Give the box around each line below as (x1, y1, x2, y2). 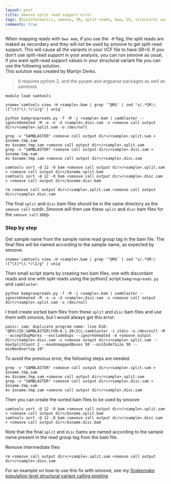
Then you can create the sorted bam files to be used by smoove (5, 396, 140, 402)
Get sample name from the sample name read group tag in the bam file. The (5, 236, 164, 242)
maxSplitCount (5, 342, 36, 347)
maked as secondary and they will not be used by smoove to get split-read (5, 41, 162, 47)
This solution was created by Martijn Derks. (5, 68, 97, 75)
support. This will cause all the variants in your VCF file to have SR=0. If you (5, 46, 164, 53)
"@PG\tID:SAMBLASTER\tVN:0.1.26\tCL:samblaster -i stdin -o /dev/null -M (5, 328, 165, 333)
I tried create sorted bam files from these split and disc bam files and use (5, 308, 162, 314)
